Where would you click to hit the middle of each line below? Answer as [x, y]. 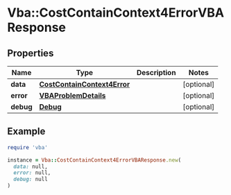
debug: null [31, 179]
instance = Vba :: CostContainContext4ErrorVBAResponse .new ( [94, 160]
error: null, [32, 173]
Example [26, 132]
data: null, [31, 167]
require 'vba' [28, 147]
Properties [31, 53]
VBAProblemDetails [72, 95]
